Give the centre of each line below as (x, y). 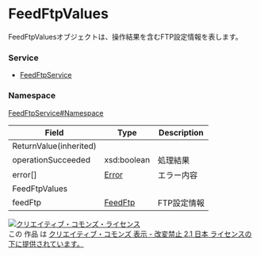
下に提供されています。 (46, 243)
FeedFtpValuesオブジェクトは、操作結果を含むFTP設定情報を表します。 (126, 36)
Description (181, 132)
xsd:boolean (127, 159)
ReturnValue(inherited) (54, 146)
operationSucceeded (52, 159)
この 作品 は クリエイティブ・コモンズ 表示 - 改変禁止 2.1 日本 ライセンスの (130, 234)
